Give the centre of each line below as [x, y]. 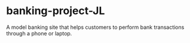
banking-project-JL [56, 11]
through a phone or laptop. [39, 33]
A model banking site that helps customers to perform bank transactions [95, 27]
